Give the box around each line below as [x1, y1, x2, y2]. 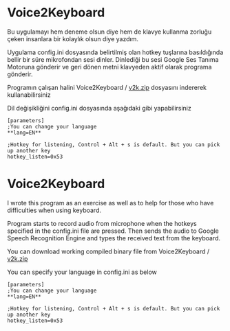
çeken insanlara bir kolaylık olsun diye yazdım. [7, 34, 139, 43]
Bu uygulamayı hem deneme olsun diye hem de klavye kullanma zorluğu [7, 27, 212, 36]
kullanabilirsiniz [7, 91, 51, 99]
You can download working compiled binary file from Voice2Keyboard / [7, 247, 210, 255]
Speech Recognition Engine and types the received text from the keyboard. [7, 233, 221, 242]
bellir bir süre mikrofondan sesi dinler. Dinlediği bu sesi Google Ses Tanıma [7, 55, 219, 63]
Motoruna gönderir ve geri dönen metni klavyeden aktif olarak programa [7, 62, 212, 71]
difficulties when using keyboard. [7, 206, 102, 214]
